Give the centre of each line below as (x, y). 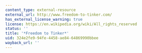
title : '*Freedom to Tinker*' (37, 33)
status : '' (17, 29)
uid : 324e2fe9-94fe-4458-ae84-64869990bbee (52, 38)
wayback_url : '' (22, 43)
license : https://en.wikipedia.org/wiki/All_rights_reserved (71, 24)
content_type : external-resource (41, 10)
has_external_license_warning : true (44, 19)
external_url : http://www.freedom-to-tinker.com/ (59, 15)
